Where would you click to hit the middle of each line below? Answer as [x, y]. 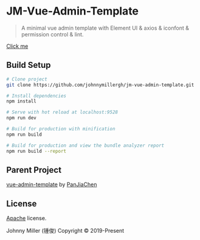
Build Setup [29, 65]
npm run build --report [36, 151]
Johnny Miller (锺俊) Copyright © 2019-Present [65, 231]
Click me [17, 46]
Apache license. [26, 218]
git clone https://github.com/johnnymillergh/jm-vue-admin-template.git [100, 85]
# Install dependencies [36, 96]
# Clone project [27, 79]
